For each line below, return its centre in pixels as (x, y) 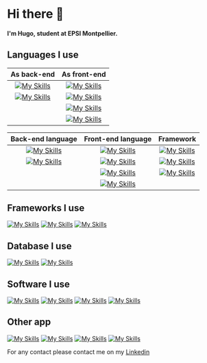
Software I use (38, 284)
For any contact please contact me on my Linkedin (78, 351)
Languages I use (43, 55)
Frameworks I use (46, 208)
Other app (29, 322)
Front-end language (118, 138)
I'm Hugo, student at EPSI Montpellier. (62, 33)
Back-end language (44, 138)
